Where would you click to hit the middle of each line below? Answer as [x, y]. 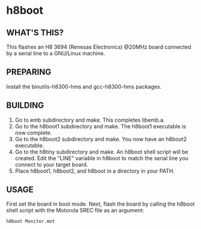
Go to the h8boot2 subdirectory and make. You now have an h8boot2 [101, 139]
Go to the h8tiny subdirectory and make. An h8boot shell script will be [101, 152]
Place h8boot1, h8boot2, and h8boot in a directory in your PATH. [95, 171]
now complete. [33, 132]
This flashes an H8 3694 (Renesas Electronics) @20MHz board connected [99, 47]
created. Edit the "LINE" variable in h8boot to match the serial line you [101, 158]
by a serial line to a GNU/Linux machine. [56, 53]
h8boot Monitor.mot [31, 222]
